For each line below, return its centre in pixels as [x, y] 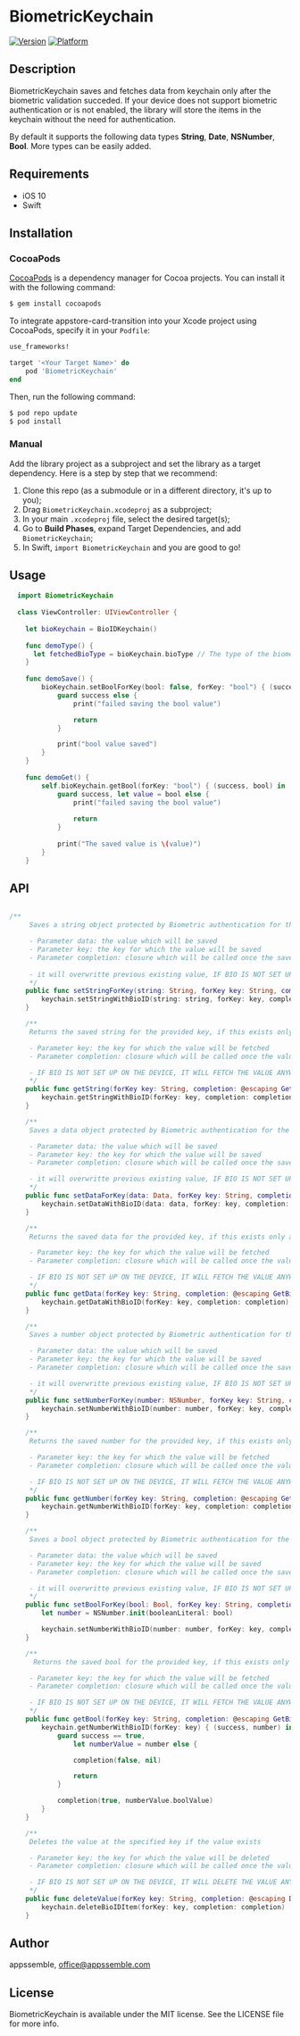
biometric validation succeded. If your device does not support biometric [143, 100]
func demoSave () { [59, 679]
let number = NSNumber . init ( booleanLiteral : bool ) [137, 1614]
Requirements [49, 175]
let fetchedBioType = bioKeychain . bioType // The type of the [151, 654]
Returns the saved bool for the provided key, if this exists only [161, 1662]
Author [29, 1944]
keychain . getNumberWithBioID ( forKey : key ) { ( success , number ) [161, 1727]
